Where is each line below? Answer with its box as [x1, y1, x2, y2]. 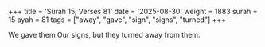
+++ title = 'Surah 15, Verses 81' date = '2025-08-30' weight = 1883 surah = [8, 7, 258, 16]
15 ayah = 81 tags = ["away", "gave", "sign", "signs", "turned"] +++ [8, 15, 227, 24]
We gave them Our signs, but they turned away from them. [8, 31, 201, 39]
